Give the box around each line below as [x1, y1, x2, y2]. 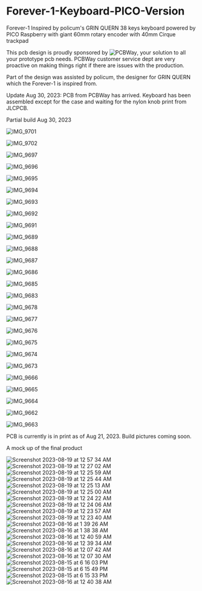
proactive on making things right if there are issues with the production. [6, 62, 184, 69]
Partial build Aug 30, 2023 [6, 116, 71, 123]
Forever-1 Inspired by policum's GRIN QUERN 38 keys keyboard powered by [6, 24, 196, 31]
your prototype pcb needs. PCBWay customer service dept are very [6, 55, 175, 62]
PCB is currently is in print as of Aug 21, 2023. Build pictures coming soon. [6, 433, 192, 440]
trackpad [6, 37, 29, 44]
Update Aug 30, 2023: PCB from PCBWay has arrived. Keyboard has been [6, 91, 191, 99]
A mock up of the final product [6, 444, 83, 451]
